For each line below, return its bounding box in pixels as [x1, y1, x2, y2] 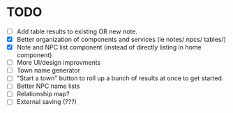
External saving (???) [16, 98, 77, 106]
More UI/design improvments [16, 59, 101, 67]
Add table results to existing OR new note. [16, 27, 137, 36]
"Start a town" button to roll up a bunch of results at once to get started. [16, 74, 224, 82]
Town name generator [16, 66, 81, 75]
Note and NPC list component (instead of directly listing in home [16, 43, 202, 52]
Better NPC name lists [16, 82, 80, 91]
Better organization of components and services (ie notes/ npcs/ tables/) [16, 36, 226, 43]
